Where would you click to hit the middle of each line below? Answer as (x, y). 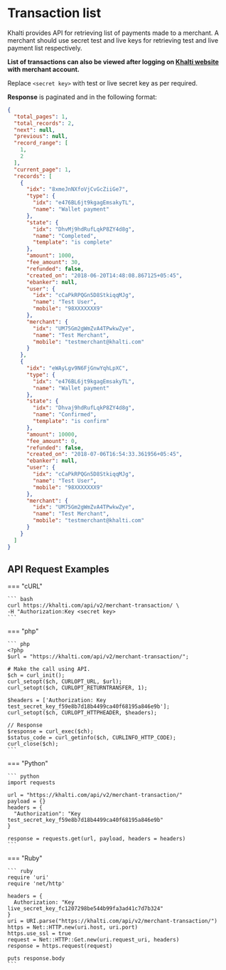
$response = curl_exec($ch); (50, 731)
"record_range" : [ (41, 143)
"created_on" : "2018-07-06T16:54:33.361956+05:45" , (104, 454)
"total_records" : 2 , (44, 123)
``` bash (20, 600)
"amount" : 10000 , (52, 434)
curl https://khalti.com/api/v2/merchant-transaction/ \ (93, 606)
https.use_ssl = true (39, 934)
